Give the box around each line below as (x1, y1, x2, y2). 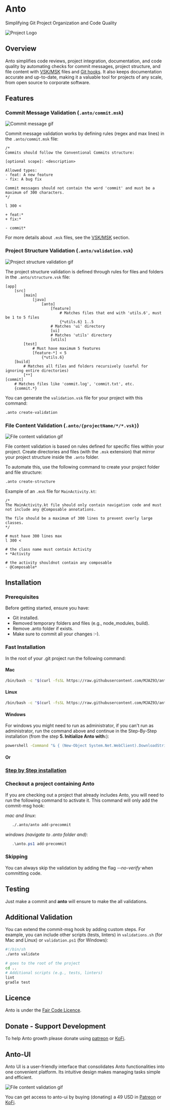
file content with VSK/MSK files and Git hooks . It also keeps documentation (5, 68, 162, 75)
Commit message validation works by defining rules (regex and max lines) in (5, 130, 164, 137)
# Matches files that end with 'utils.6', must (59, 310, 162, 315)
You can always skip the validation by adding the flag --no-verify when (5, 865, 153, 871)
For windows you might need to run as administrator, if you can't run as (5, 723, 154, 729)
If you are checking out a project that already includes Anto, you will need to (5, 792, 164, 798)
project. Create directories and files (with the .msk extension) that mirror (5, 448, 155, 454)
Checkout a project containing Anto (5, 780, 95, 787)
